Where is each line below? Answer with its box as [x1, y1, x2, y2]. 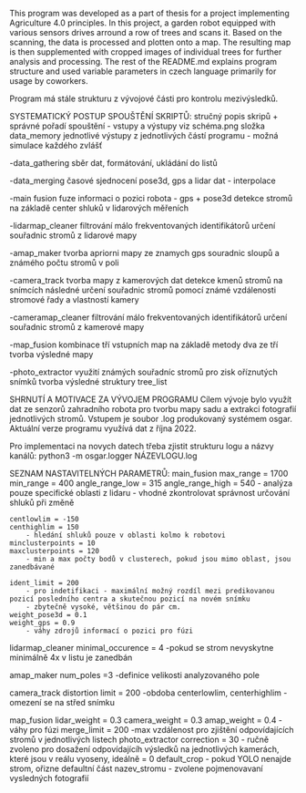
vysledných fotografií [9, 773, 89, 783]
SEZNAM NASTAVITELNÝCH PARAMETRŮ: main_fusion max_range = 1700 [9, 469, 289, 479]
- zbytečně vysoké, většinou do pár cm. [25, 602, 181, 612]
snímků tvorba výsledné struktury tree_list [9, 376, 168, 386]
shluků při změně [9, 497, 75, 508]
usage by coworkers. [9, 76, 88, 86]
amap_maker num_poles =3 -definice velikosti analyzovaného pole [9, 670, 260, 680]
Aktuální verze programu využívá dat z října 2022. [9, 423, 198, 434]
